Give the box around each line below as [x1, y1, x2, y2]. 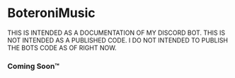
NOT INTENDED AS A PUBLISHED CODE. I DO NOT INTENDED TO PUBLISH [7, 35, 229, 44]
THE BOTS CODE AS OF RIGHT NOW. [7, 43, 117, 52]
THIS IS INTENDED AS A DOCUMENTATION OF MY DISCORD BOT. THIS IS [7, 28, 225, 37]
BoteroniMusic [7, 5, 96, 21]
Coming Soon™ [7, 61, 60, 71]
